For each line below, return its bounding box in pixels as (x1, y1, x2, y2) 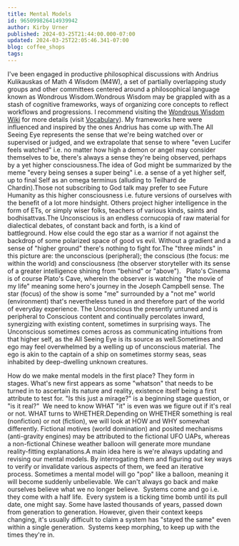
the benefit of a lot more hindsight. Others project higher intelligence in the (7, 198, 227, 207)
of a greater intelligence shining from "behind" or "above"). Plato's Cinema (7, 267, 230, 275)
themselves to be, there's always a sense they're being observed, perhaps (7, 153, 227, 161)
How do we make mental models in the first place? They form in (7, 371, 195, 380)
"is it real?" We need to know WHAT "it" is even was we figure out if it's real (7, 401, 232, 410)
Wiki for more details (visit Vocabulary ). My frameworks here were (7, 115, 203, 123)
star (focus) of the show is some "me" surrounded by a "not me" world (7, 289, 215, 298)
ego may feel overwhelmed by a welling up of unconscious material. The (7, 342, 221, 351)
